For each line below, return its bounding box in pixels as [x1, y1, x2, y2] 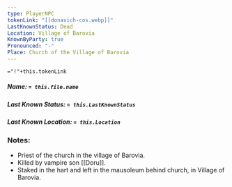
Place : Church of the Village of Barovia [7, 49, 130, 56]
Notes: [7, 135, 31, 145]
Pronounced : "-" [7, 42, 54, 49]
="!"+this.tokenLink [7, 67, 68, 75]
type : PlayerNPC [7, 10, 54, 17]
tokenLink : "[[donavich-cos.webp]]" [7, 17, 114, 24]
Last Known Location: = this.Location [7, 117, 121, 126]
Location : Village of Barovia [7, 29, 95, 37]
